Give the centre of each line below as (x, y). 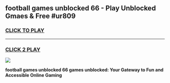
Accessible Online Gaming (34, 75)
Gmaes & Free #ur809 (40, 16)
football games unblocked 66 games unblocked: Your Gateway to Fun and (84, 69)
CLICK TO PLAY (25, 31)
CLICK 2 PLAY (23, 49)
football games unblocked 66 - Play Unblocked (80, 8)
